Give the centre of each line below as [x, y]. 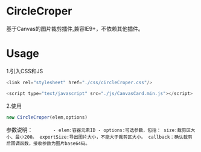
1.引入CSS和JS [25, 71]
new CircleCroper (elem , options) [47, 117]
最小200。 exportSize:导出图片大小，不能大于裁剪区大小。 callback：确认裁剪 [104, 137]
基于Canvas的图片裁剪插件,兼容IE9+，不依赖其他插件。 [75, 28]
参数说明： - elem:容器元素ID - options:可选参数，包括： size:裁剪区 [99, 130]
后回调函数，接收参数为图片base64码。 [48, 144]
